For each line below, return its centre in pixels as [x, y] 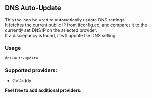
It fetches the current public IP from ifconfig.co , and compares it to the [76, 25]
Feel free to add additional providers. [43, 90]
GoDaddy [22, 81]
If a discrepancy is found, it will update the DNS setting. [61, 35]
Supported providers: [31, 70]
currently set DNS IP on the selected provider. [51, 30]
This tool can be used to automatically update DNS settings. [65, 20]
